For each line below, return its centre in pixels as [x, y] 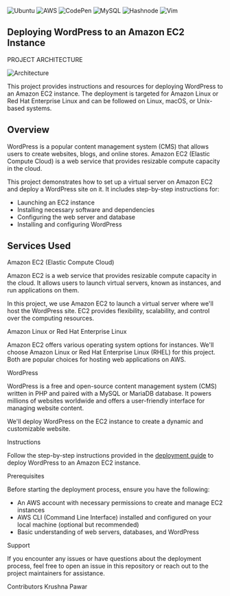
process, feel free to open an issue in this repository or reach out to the [108, 566]
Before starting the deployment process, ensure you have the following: [108, 489]
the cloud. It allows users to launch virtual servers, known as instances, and [114, 283]
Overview [28, 130]
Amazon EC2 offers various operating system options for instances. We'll [111, 345]
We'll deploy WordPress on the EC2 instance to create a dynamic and [105, 422]
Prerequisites [26, 476]
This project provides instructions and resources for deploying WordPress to [115, 86]
